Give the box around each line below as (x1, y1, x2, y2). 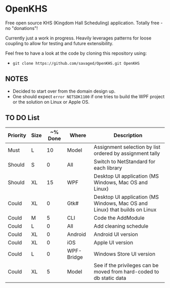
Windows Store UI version (93, 250, 156, 257)
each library (93, 164, 122, 171)
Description (113, 132, 143, 139)
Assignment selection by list (93, 143, 161, 150)
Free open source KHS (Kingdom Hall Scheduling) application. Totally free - (5, 20, 163, 26)
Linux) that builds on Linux (93, 206, 157, 213)
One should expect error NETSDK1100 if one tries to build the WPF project (12, 93, 165, 99)
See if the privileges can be (93, 262, 159, 269)
